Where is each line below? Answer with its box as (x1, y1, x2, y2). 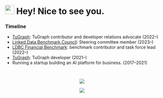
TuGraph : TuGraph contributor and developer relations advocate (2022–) (12, 34, 159, 40)
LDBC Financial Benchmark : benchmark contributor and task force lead (12, 44, 156, 50)
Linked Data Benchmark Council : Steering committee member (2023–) (12, 39, 154, 45)
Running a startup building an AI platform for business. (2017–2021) (12, 60, 148, 65)
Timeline (5, 23, 26, 30)
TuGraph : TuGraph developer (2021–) (12, 55, 87, 61)
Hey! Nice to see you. (16, 6, 105, 17)
